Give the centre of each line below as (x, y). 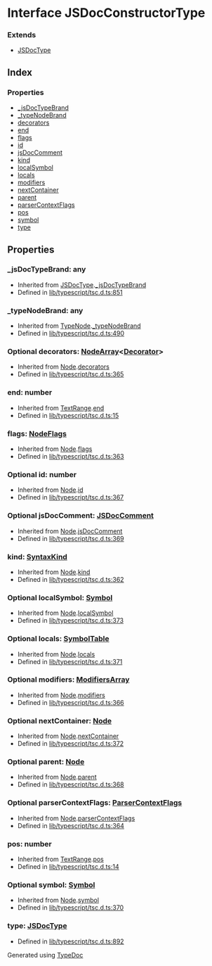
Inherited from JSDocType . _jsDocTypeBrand (82, 285)
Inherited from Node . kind (54, 572)
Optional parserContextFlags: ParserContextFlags (95, 803)
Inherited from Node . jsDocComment (70, 531)
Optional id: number (42, 474)
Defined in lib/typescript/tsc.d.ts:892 (71, 941)
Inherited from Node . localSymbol (65, 613)
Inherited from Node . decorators (64, 367)
